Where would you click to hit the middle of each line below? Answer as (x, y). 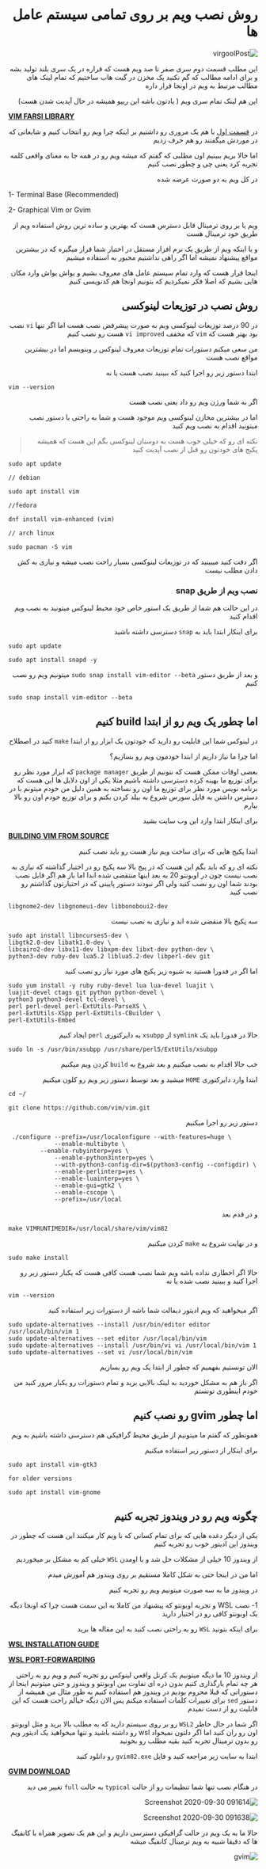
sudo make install (38, 1258)
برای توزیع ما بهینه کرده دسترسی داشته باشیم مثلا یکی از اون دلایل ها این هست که (137, 780)
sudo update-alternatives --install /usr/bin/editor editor (110, 1324)
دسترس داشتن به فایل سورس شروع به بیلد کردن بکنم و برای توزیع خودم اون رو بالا (136, 797)
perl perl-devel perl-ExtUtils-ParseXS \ (78, 1006)
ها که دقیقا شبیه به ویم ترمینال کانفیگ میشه (194, 1841)
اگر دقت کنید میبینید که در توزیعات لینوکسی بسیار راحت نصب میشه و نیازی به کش (137, 561)
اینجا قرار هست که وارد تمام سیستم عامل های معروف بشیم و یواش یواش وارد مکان (134, 272)
